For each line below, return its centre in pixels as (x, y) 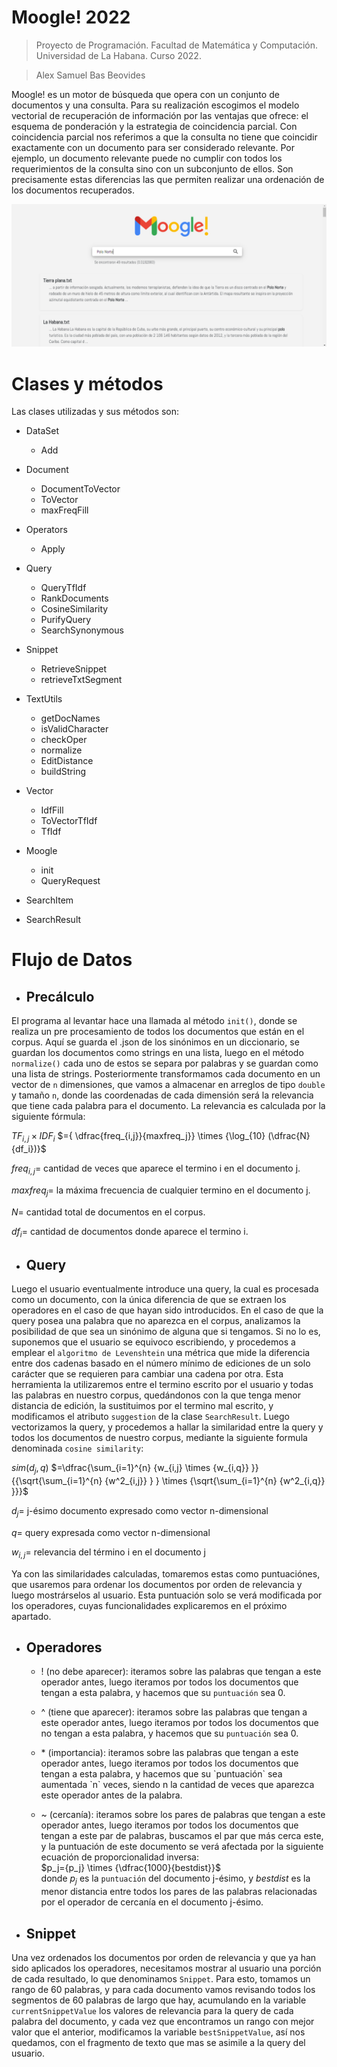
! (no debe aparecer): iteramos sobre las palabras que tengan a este (181, 1672)
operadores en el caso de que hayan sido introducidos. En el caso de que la (167, 1310)
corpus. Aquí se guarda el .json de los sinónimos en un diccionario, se (155, 1042)
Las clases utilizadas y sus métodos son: (95, 412)
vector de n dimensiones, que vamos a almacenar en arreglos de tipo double (168, 1085)
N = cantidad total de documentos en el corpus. (108, 1212)
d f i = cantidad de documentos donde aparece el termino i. (130, 1232)
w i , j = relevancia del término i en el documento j (108, 1553)
